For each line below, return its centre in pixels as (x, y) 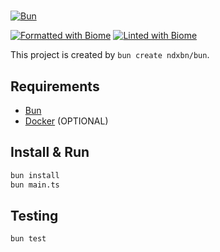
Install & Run (50, 152)
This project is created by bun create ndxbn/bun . (110, 55)
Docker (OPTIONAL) (66, 121)
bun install (35, 175)
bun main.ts (35, 185)
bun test (28, 239)
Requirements (55, 86)
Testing (34, 215)
